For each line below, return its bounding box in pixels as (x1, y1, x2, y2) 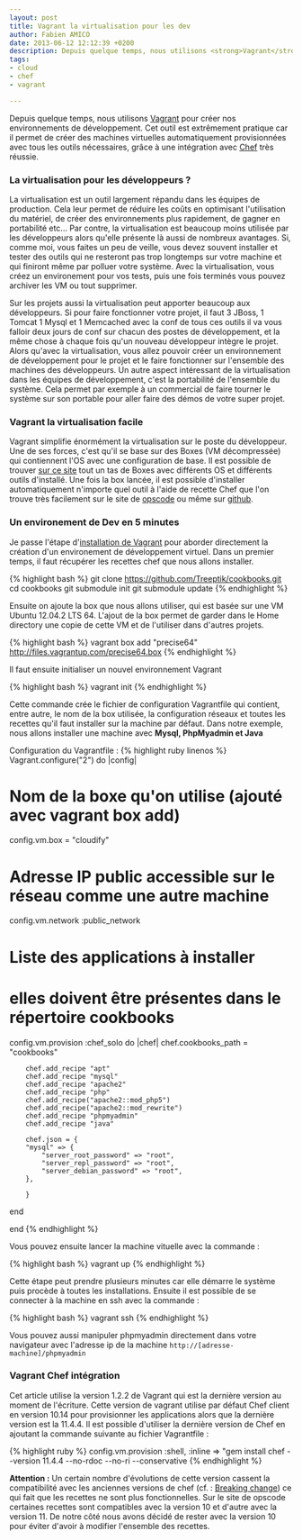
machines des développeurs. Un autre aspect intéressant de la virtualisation (9, 364, 290, 375)
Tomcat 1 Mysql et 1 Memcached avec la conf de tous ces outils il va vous (9, 316, 283, 327)
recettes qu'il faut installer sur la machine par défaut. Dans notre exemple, (9, 718, 284, 729)
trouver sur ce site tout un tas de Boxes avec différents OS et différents (9, 465, 272, 476)
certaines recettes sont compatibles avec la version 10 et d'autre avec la (9, 1501, 277, 1512)
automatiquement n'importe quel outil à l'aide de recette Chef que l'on (9, 484, 270, 495)
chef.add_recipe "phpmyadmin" (25, 1111, 139, 1120)
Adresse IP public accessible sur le (9, 866, 276, 887)
